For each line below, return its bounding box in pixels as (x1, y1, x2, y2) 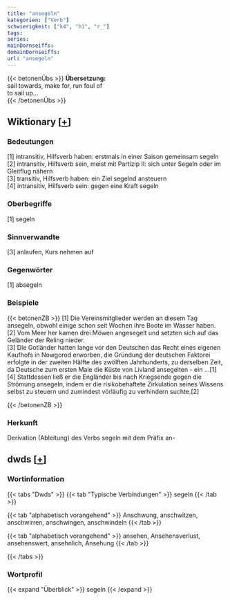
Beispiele (7, 298, 39, 308)
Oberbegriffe (7, 199, 52, 209)
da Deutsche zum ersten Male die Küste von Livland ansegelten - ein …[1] (7, 365, 217, 373)
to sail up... (7, 88, 39, 97)
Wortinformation (7, 474, 64, 484)
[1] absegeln (7, 281, 43, 289)
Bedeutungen (7, 137, 54, 147)
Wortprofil (7, 570, 43, 579)
